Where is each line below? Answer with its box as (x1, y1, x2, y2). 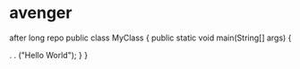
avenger (9, 3, 73, 23)
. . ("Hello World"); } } (9, 49, 88, 60)
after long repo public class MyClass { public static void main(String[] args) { (9, 32, 292, 43)
